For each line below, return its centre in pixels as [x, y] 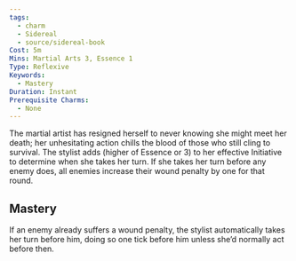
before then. [32, 249]
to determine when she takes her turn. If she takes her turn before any [138, 162]
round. [21, 181]
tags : [19, 17]
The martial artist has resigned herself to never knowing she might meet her [148, 133]
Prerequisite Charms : [49, 100]
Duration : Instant [43, 91]
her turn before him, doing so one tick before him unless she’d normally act [147, 240]
